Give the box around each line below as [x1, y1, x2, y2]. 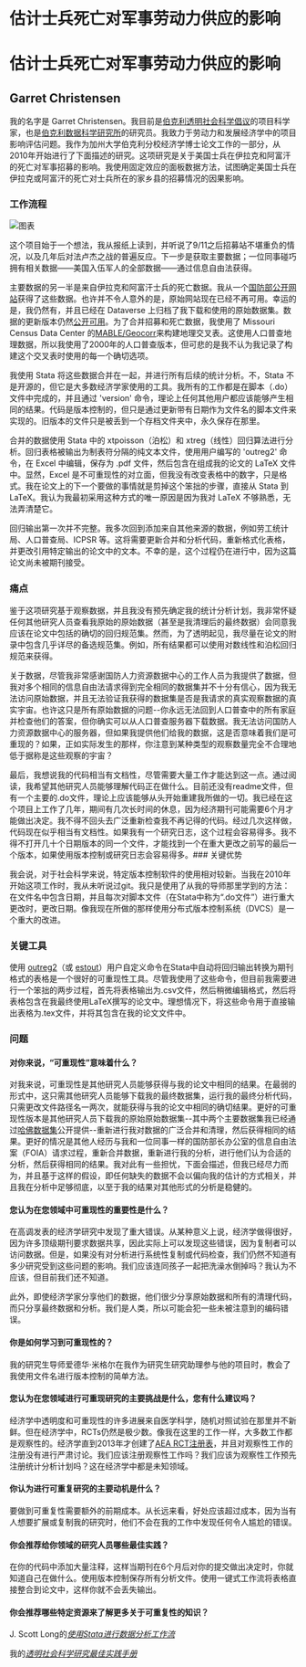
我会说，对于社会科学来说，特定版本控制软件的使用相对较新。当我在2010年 [9, 869, 291, 880]
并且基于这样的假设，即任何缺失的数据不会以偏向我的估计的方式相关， [25, 1170, 289, 1181]
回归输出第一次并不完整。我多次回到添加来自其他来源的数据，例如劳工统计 [9, 522, 289, 534]
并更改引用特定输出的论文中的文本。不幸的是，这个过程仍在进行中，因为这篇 [9, 545, 297, 557]
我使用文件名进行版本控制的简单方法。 [9, 1370, 153, 1381]
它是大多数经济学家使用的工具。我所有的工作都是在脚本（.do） [56, 381, 293, 393]
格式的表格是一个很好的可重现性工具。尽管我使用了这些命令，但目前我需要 [9, 974, 289, 985]
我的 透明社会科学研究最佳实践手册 [9, 1648, 138, 1659]
